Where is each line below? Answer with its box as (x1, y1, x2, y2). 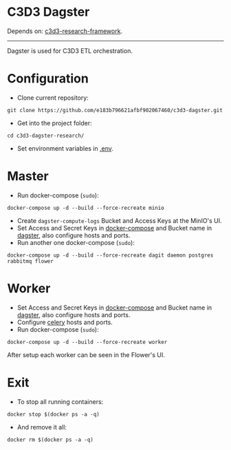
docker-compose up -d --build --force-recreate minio (7, 204, 165, 211)
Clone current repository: (16, 94, 89, 102)
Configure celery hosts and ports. (16, 318, 113, 326)
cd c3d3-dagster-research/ (7, 132, 85, 139)
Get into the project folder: (16, 118, 92, 127)
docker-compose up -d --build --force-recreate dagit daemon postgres (7, 252, 214, 259)
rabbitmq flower (7, 257, 54, 265)
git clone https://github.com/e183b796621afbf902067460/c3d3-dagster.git (7, 107, 223, 114)
